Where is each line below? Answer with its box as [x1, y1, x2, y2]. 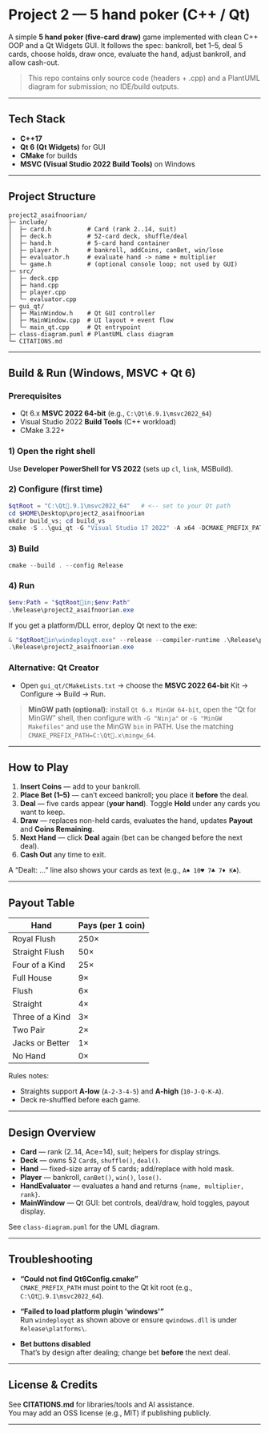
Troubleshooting [8, 1253, 94, 1266]
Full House [12, 973, 53, 984]
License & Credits [8, 1379, 98, 1392]
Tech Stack [8, 112, 66, 126]
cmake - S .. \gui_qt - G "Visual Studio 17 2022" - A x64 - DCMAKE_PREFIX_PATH [8, 524, 267, 532]
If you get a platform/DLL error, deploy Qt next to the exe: [8, 620, 198, 630]
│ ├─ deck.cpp [8, 274, 59, 282]
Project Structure [8, 190, 96, 203]
